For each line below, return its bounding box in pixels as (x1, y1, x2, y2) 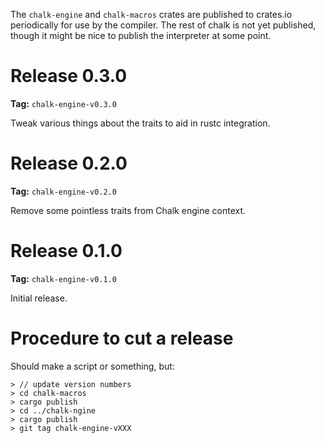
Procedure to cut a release (10, 327, 234, 349)
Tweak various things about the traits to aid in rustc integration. (10, 117, 271, 129)
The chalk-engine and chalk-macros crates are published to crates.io (10, 9, 293, 20)
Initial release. (10, 292, 68, 304)
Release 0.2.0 (10, 152, 128, 175)
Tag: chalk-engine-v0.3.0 (10, 97, 117, 109)
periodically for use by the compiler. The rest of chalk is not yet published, (10, 19, 317, 31)
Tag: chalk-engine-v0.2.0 (10, 185, 117, 197)
